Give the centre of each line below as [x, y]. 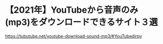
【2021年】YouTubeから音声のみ [72, 10]
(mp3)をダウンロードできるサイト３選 [81, 22]
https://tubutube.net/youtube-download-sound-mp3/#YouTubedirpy [74, 36]
